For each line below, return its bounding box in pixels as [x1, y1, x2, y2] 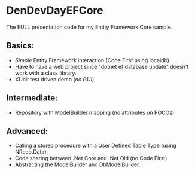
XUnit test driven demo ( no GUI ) [14, 75, 95, 83]
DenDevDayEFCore [6, 4, 103, 17]
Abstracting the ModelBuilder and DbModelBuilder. [14, 161, 141, 168]
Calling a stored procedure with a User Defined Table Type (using [14, 142, 176, 149]
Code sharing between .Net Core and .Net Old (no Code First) [14, 155, 167, 162]
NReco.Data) [14, 148, 47, 155]
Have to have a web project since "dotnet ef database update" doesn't [14, 63, 189, 70]
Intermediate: [6, 93, 58, 103]
